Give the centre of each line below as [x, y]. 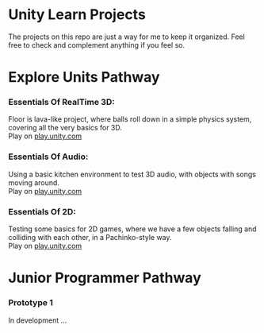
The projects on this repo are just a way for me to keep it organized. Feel [127, 37]
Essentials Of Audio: [48, 157]
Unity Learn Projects [77, 15]
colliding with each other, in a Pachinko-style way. [90, 238]
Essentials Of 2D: [42, 211]
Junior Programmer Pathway [105, 278]
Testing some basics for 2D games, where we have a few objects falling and [132, 229]
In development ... [38, 320]
